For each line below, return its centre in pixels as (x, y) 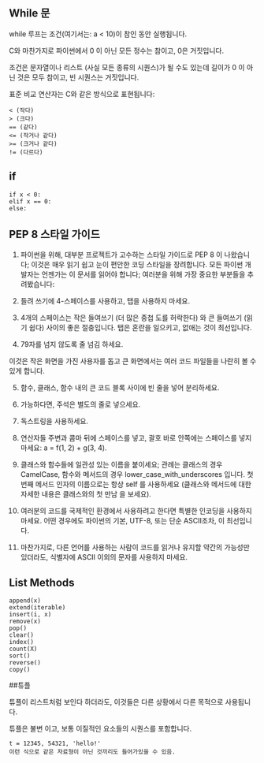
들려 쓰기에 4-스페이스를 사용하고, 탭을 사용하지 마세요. (105, 301)
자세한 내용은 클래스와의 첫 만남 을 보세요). (86, 494)
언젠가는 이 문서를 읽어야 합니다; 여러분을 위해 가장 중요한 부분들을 (143, 274)
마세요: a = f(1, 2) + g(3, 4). (63, 448)
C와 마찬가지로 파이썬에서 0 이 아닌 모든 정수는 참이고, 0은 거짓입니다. (116, 50)
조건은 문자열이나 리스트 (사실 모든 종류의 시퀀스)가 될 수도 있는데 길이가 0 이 (127, 67)
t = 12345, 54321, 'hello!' (55, 744)
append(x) (25, 601)
